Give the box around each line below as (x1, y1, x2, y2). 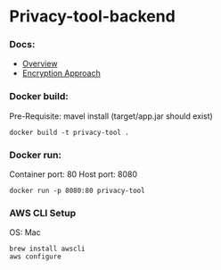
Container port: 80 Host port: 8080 (9, 169, 138, 180)
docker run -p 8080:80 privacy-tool (9, 186, 145, 196)
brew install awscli (9, 244, 86, 254)
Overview (21, 58, 58, 69)
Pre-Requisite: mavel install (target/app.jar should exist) (9, 110, 214, 122)
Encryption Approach (21, 68, 101, 79)
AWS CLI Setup (9, 207, 77, 219)
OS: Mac (9, 227, 42, 238)
